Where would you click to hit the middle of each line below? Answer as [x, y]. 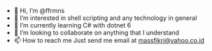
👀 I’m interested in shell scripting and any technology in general [105, 18]
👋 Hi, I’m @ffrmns [39, 11]
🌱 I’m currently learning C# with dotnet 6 [72, 25]
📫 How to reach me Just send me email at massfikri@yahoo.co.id [109, 40]
